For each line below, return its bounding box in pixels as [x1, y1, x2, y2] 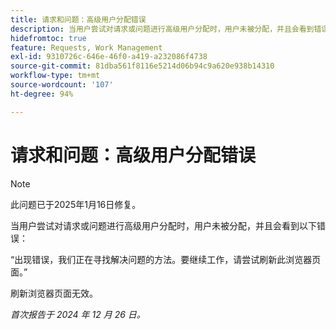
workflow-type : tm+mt [10, 71, 101, 81]
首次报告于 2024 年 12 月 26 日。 [10, 308, 146, 320]
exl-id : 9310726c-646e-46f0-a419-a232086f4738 [10, 52, 208, 62]
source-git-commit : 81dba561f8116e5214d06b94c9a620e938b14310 [10, 61, 275, 71]
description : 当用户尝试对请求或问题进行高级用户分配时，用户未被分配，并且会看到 [10, 24, 315, 34]
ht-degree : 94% [10, 89, 74, 99]
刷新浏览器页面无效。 [10, 287, 98, 299]
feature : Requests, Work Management [10, 42, 163, 53]
